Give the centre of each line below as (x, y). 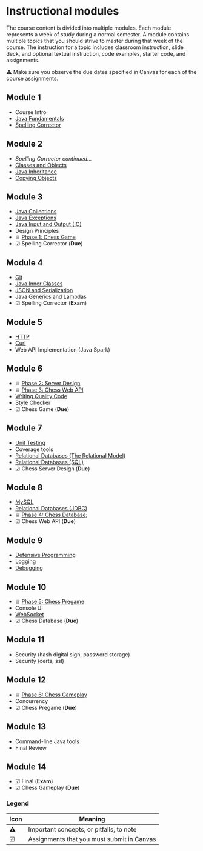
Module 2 (25, 144)
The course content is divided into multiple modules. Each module (89, 28)
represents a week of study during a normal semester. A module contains (98, 34)
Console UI (29, 608)
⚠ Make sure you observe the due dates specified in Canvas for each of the (101, 72)
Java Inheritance (36, 172)
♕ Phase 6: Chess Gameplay (51, 695)
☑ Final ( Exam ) (34, 781)
